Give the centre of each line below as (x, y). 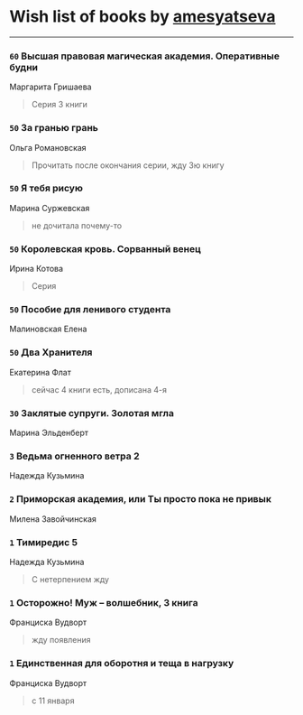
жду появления (61, 640)
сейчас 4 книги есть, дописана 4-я (99, 389)
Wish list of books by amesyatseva (142, 17)
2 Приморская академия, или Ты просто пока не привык (141, 499)
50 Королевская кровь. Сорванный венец (105, 248)
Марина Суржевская (50, 208)
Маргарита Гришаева (50, 87)
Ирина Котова (37, 269)
